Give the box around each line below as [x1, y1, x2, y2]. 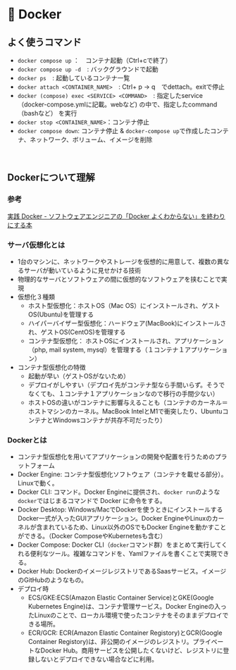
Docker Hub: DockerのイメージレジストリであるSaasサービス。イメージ [17, 567, 227, 576]
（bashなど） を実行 [17, 109, 77, 117]
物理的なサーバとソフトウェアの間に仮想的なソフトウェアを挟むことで [17, 275, 222, 283]
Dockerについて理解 [7, 172, 95, 184]
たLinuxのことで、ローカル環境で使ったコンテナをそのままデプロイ [27, 611, 223, 619]
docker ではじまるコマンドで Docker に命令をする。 [17, 497, 166, 505]
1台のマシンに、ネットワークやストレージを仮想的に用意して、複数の [17, 257, 217, 266]
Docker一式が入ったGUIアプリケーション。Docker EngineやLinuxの [17, 514, 213, 523]
